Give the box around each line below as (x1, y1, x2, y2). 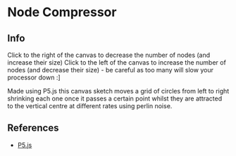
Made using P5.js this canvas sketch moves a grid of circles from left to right (7, 87, 230, 95)
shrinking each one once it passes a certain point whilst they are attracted (7, 94, 223, 103)
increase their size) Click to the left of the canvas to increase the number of (7, 58, 227, 67)
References (7, 122, 59, 134)
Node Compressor (7, 4, 117, 20)
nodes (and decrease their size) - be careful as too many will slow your (7, 66, 213, 74)
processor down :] (7, 73, 61, 82)
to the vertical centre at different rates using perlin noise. (7, 102, 173, 110)
